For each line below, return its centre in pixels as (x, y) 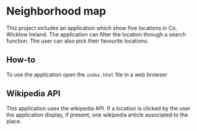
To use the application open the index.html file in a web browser (87, 75)
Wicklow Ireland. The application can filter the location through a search (96, 34)
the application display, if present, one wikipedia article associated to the (97, 115)
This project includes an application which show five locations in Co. (92, 28)
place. (14, 121)
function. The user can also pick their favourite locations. (78, 41)
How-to (21, 60)
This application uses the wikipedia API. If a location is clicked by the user (98, 108)
